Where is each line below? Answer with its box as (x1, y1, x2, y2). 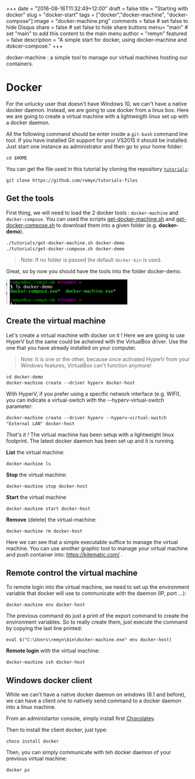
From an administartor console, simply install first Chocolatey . (6, 715, 156, 722)
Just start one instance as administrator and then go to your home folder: (6, 142, 183, 150)
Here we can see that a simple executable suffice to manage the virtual (6, 538, 178, 545)
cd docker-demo (6, 374, 43, 380)
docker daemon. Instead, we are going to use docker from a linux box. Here (6, 106, 189, 114)
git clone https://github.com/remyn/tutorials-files (6, 177, 138, 183)
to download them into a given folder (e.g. (56, 221, 157, 228)
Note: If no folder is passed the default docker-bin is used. (20, 256, 162, 263)
